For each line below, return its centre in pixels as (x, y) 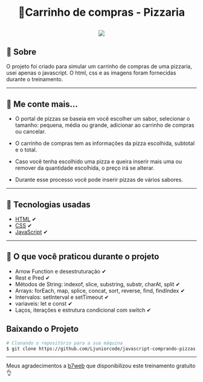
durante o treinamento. (35, 79)
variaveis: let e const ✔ (43, 303)
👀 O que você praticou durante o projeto (83, 257)
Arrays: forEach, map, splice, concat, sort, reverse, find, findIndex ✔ (100, 290)
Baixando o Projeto (43, 329)
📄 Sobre (21, 52)
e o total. (26, 150)
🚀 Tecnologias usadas (48, 205)
